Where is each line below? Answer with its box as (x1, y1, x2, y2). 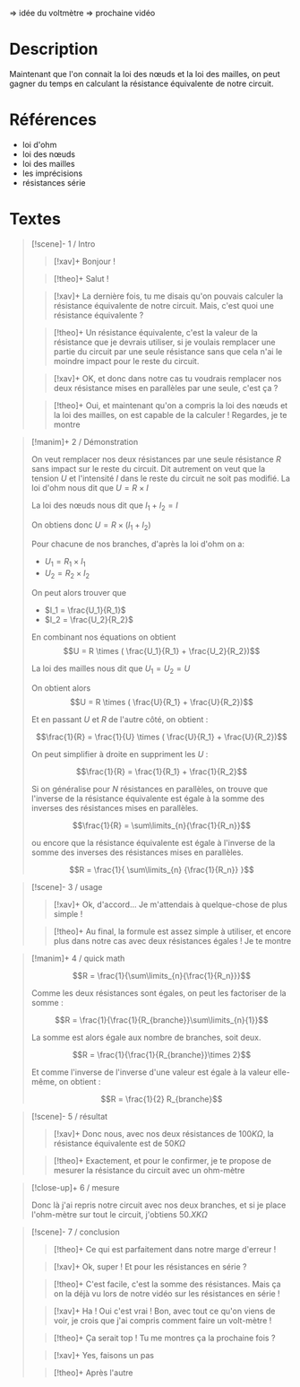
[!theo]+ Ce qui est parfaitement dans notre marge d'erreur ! (53, 1243, 277, 1254)
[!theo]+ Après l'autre (53, 1367, 133, 1378)
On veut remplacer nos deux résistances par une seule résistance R (30, 453, 282, 465)
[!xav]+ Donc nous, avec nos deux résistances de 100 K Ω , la (53, 1128, 275, 1138)
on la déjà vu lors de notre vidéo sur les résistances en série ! (53, 1287, 280, 1299)
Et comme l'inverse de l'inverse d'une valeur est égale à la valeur (30, 1067, 271, 1077)
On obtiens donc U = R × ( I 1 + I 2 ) (30, 519, 151, 532)
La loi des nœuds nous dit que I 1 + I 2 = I (30, 500, 178, 512)
